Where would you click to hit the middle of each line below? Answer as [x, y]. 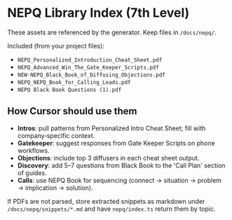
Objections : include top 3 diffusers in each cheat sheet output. [108, 158]
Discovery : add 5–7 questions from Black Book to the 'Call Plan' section [121, 165]
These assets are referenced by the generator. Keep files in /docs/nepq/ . [112, 32]
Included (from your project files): [56, 46]
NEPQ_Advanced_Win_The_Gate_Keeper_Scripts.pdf [88, 67]
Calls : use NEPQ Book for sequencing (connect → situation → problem [120, 180]
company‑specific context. [56, 135]
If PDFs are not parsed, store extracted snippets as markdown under [106, 201]
